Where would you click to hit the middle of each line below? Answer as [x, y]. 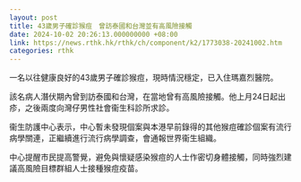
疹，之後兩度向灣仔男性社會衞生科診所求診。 [92, 108]
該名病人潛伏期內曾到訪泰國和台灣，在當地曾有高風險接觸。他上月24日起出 [148, 97]
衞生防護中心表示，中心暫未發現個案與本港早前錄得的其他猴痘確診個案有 [142, 127]
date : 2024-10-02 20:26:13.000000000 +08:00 [94, 34]
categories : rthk [42, 51]
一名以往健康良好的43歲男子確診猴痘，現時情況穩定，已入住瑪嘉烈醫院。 [144, 78]
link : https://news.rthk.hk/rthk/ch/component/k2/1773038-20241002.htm [146, 43]
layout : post [34, 17]
